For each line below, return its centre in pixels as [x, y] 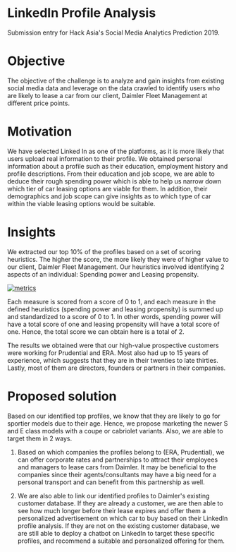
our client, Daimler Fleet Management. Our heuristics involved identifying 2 [116, 267]
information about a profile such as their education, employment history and [118, 166]
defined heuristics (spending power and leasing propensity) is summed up [115, 309]
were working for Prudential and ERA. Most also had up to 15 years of [108, 353]
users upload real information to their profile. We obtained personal [105, 158]
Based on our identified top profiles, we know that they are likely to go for [114, 416]
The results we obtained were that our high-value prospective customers [113, 345]
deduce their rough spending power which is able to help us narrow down [114, 181]
